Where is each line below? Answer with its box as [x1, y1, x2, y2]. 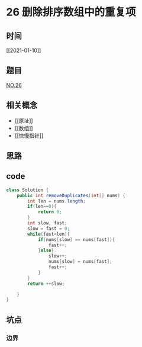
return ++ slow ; [27, 281, 65, 287]
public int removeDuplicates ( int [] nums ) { [17, 192, 126, 198]
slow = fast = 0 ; [27, 226, 70, 232]
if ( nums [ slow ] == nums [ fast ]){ [37, 236, 115, 243]
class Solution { [6, 187, 49, 193]
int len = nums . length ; [27, 198, 86, 204]
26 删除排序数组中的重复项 [6, 5, 136, 19]
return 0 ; [37, 209, 62, 215]
